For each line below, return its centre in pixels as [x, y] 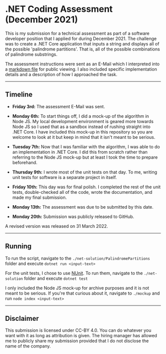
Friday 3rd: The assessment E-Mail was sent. [59, 106]
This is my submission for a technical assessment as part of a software [77, 33]
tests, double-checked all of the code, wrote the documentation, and [82, 192]
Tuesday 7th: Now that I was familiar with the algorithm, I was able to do [86, 146]
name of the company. [28, 346]
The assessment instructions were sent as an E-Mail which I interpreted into [82, 64]
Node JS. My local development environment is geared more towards [83, 121]
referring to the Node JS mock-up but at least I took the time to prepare [85, 157]
